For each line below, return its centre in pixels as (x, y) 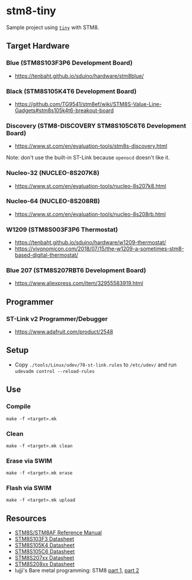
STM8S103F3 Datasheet (44, 539)
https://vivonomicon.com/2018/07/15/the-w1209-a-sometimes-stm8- (99, 249)
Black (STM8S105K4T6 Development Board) (71, 91)
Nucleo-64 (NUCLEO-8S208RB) (53, 201)
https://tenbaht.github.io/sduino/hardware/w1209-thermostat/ (90, 243)
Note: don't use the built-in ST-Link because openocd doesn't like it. (88, 158)
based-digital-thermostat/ (46, 255)
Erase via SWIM (29, 461)
